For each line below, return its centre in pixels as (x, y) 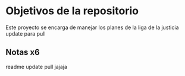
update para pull (26, 33)
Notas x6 (23, 53)
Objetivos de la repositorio (72, 11)
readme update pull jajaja (37, 66)
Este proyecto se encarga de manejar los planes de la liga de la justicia (92, 27)
